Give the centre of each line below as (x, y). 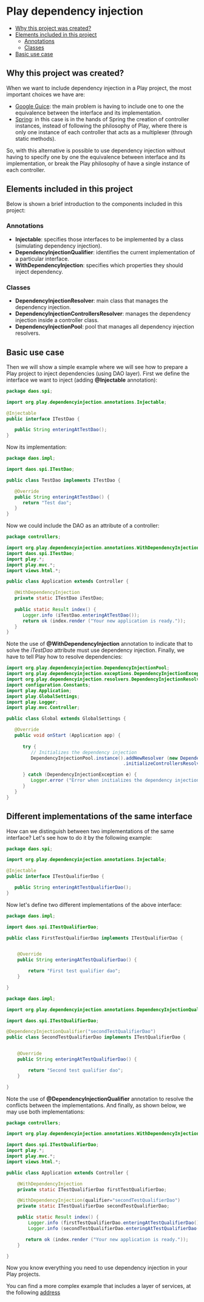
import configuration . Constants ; (49, 685)
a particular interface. (42, 259)
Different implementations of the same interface (99, 816)
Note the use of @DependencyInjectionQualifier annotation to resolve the (100, 1098)
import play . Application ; (39, 690)
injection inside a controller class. (57, 320)
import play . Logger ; (32, 702)
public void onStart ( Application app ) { (67, 735)
